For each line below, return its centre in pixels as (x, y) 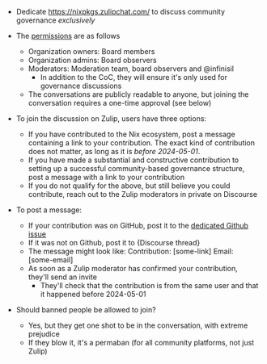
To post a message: (49, 210)
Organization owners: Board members (91, 51)
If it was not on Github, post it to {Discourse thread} (114, 243)
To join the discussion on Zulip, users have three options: (111, 119)
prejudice (44, 334)
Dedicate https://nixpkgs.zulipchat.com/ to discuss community (120, 12)
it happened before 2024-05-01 (93, 294)
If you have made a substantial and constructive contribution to (133, 160)
